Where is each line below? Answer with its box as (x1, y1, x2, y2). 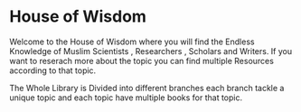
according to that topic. (9, 65, 97, 76)
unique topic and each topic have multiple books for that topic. (9, 92, 242, 103)
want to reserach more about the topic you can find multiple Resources (9, 55, 274, 66)
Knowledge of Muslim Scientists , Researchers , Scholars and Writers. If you (9, 45, 293, 56)
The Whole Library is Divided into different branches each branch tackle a (9, 82, 285, 93)
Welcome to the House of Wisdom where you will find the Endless (9, 36, 255, 47)
